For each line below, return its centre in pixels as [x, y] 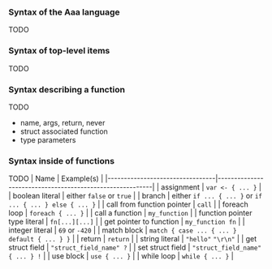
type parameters [48, 139]
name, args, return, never [63, 122]
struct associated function [64, 131]
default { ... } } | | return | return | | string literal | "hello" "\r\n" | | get [133, 239]
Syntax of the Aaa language [64, 12]
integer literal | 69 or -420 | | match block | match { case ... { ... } [123, 230]
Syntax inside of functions [62, 160]
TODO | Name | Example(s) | [56, 179]
